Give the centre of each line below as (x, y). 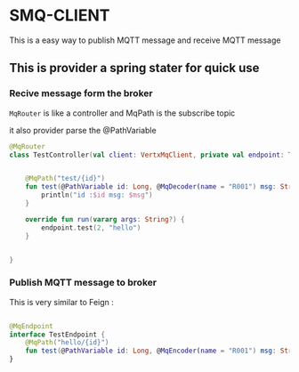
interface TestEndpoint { (57, 335)
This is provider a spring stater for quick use (134, 68)
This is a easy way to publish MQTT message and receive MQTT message (145, 40)
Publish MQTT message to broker (83, 283)
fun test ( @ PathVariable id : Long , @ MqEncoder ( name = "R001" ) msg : (151, 351)
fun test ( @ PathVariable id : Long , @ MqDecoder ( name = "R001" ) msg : (151, 187)
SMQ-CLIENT (60, 16)
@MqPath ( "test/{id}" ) (65, 179)
